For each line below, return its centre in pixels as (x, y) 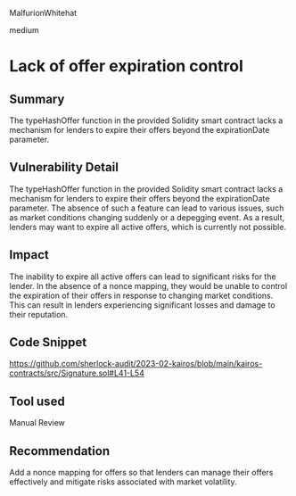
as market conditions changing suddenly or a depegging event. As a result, (147, 217)
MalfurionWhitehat (43, 13)
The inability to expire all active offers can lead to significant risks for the (143, 277)
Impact (29, 255)
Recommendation (59, 451)
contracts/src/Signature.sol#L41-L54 (77, 373)
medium (24, 30)
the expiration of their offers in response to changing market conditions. (141, 295)
